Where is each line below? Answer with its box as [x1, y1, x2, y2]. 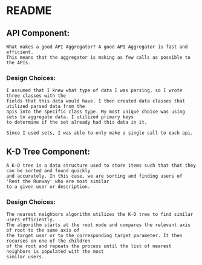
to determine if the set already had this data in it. [6, 119, 148, 126]
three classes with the [6, 93, 67, 99]
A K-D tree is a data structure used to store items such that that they [6, 163, 197, 169]
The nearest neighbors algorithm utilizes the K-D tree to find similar [6, 212, 194, 218]
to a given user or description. [6, 184, 91, 190]
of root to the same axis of [6, 227, 80, 233]
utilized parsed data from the [6, 104, 85, 110]
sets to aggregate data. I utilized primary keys [6, 114, 134, 120]
